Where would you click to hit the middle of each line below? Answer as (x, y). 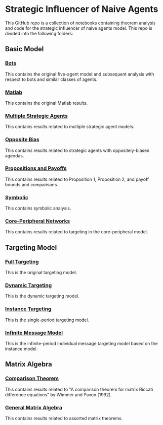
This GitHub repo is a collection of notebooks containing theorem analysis (80, 23)
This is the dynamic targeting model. (42, 296)
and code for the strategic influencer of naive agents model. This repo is (79, 28)
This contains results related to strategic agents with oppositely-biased (77, 150)
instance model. (21, 349)
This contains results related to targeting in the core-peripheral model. (77, 232)
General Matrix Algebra (34, 407)
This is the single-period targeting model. (47, 320)
